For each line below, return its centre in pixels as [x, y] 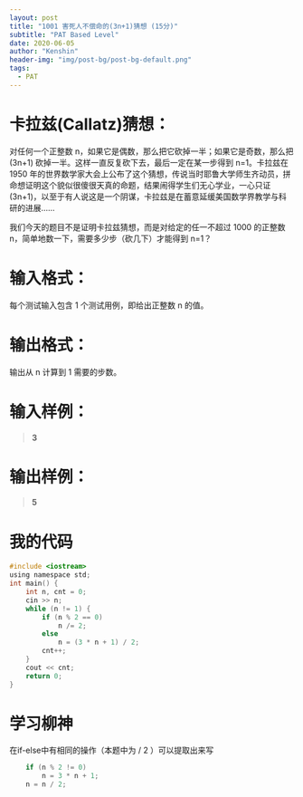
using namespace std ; [50, 575]
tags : [19, 69]
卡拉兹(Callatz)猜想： [90, 124]
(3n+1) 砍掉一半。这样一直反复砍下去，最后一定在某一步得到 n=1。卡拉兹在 [149, 162]
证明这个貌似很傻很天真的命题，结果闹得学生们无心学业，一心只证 [148, 185]
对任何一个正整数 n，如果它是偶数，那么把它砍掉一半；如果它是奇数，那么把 [151, 151]
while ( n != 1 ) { [58, 609]
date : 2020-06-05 [42, 43]
